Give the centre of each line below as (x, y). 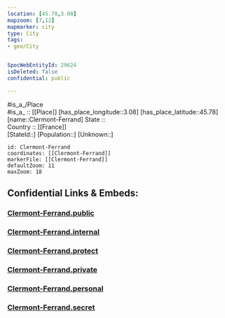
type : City (23, 33)
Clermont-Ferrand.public (51, 213)
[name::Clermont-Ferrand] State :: (56, 119)
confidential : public (39, 78)
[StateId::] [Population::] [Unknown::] (60, 134)
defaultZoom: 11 (31, 166)
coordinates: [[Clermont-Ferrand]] (59, 153)
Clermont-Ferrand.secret (51, 307)
